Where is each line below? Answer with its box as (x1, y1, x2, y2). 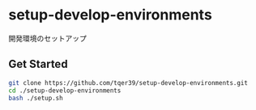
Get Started (8, 57, 68, 71)
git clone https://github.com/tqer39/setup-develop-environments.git (8, 78, 249, 87)
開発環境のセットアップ (8, 33, 87, 43)
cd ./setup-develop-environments (8, 87, 122, 95)
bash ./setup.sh (8, 94, 63, 102)
